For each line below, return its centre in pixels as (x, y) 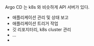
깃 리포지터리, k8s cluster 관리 (42, 30)
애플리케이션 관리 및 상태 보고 (40, 17)
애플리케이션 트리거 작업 (35, 23)
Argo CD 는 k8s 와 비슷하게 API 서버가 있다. (47, 7)
